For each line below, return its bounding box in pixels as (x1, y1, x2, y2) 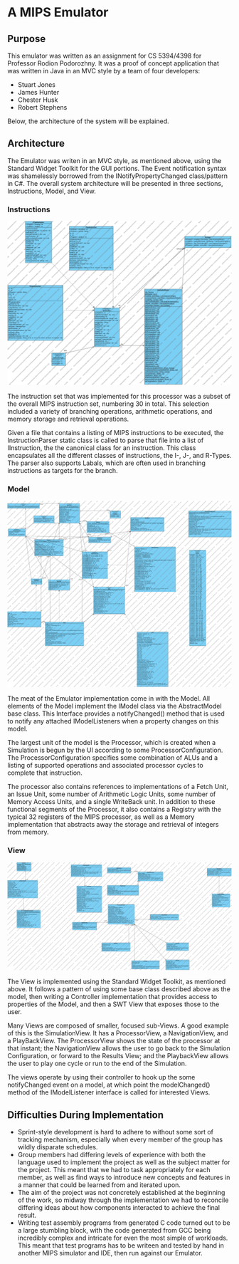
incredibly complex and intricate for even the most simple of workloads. (17, 1233, 228, 1243)
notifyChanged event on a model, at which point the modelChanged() (7, 1080, 211, 1090)
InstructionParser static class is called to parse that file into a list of (7, 436, 204, 445)
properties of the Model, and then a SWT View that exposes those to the (7, 1000, 220, 1008)
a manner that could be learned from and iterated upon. (17, 1181, 181, 1189)
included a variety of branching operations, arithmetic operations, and (7, 407, 213, 416)
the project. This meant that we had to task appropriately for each (17, 1166, 211, 1174)
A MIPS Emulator (7, 4, 109, 21)
